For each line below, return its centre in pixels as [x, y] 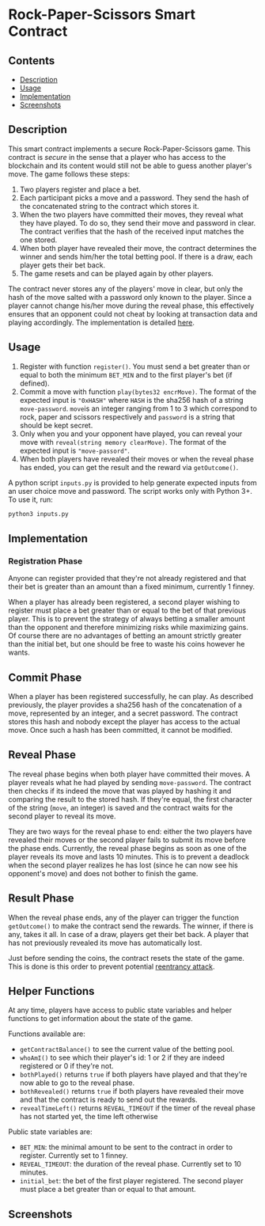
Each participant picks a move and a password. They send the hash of [134, 197]
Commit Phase [45, 677]
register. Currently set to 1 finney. [74, 1156]
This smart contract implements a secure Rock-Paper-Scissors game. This [129, 149]
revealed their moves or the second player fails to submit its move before [127, 840]
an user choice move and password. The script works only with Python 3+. [131, 491]
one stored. [38, 240]
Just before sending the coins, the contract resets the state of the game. [127, 958]
